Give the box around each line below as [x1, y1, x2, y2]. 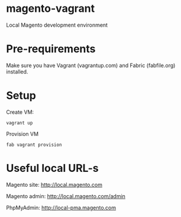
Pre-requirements [6, 42, 96, 56]
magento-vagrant [6, 2, 95, 15]
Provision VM [6, 130, 39, 138]
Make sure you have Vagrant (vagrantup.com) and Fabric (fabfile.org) [6, 62, 176, 69]
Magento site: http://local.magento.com [6, 181, 102, 188]
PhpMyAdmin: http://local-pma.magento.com [6, 204, 117, 211]
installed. [6, 68, 28, 75]
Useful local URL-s [6, 162, 99, 175]
